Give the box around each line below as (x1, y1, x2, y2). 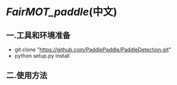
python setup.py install (14, 52, 70, 59)
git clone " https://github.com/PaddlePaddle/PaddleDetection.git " (14, 46, 172, 53)
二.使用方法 (6, 70, 48, 80)
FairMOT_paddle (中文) (6, 5, 117, 19)
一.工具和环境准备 (6, 30, 71, 40)
